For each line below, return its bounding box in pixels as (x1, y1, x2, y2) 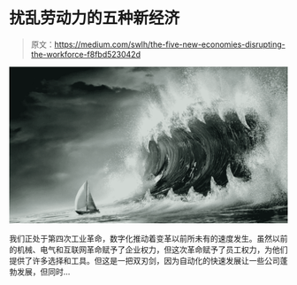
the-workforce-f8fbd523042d (30, 49, 141, 59)
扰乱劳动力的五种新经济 (9, 8, 180, 28)
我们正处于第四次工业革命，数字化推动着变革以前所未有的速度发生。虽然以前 (9, 234, 288, 244)
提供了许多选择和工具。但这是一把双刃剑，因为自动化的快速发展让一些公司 (9, 256, 280, 266)
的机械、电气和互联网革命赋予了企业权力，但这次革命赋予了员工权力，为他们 (9, 244, 288, 255)
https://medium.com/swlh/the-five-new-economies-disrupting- (54, 39, 286, 50)
